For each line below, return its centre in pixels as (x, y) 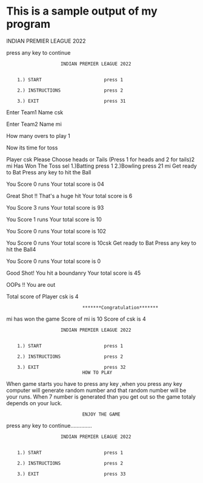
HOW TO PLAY (97, 372)
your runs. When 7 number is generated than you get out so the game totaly (101, 397)
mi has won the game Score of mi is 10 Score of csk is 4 (76, 319)
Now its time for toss (32, 148)
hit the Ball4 (21, 249)
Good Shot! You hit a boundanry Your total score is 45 (74, 273)
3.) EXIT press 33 (72, 474)
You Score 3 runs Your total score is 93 (55, 207)
